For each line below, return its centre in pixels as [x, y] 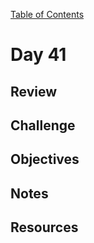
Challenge [43, 125]
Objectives [45, 159]
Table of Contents [47, 14]
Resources [44, 227]
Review [34, 91]
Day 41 [38, 55]
